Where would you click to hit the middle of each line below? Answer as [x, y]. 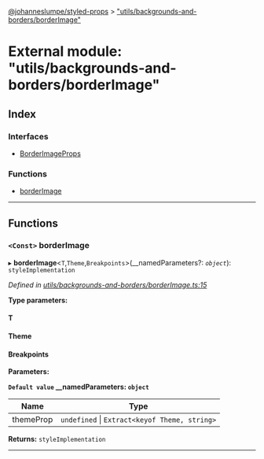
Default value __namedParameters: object [79, 387]
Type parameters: [38, 300]
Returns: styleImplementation [57, 439]
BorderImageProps [50, 154]
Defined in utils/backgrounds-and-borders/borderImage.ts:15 [108, 285]
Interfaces [28, 136]
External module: [65, 52]
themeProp [33, 420]
